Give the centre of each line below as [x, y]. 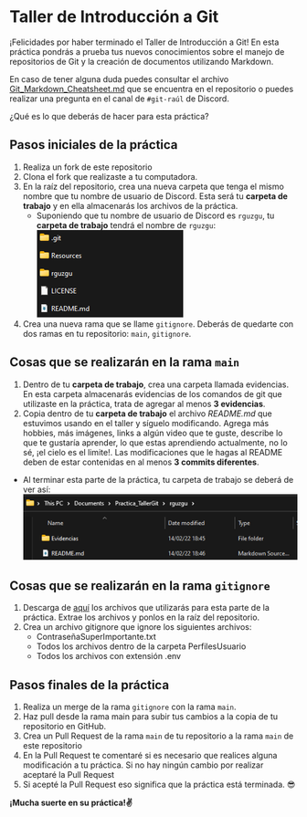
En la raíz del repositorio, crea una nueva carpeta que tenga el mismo [153, 186]
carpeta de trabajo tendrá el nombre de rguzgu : [126, 225]
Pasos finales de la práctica [90, 685]
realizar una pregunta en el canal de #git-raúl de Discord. [120, 99]
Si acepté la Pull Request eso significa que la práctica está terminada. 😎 [159, 784]
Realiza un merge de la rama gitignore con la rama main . [129, 707]
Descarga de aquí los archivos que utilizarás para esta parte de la [146, 608]
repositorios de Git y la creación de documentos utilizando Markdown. [142, 61]
